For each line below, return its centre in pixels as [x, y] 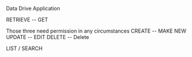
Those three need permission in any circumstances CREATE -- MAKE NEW [96, 31]
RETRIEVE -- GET [27, 19]
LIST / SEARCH [24, 48]
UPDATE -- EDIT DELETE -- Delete [48, 37]
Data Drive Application [33, 8]
